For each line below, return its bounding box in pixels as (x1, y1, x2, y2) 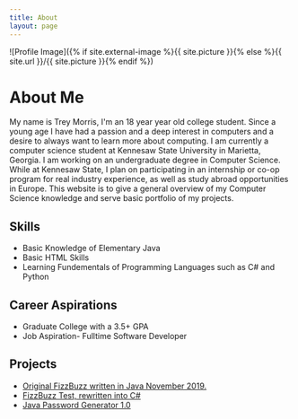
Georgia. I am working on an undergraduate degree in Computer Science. (9, 154, 281, 166)
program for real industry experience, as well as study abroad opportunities (9, 174, 289, 185)
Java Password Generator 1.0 (22, 399, 132, 410)
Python (22, 271, 49, 283)
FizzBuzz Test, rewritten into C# (22, 389, 141, 400)
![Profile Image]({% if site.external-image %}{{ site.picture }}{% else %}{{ (9, 46, 283, 57)
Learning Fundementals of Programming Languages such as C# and (22, 262, 276, 273)
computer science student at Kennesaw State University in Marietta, (9, 145, 261, 156)
